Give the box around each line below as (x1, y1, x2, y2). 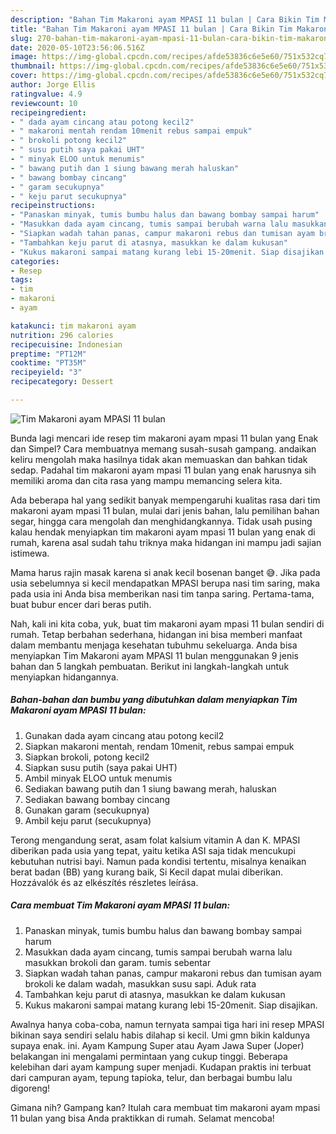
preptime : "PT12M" (10, 349, 87, 359)
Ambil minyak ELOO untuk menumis (24, 772, 173, 784)
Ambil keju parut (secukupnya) (24, 814, 152, 826)
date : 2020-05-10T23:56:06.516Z (10, 42, 145, 53)
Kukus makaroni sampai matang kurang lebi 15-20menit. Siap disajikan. (24, 999, 318, 1011)
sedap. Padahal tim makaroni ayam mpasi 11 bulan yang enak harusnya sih (10, 464, 317, 476)
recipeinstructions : (10, 201, 97, 211)
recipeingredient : (10, 107, 87, 118)
